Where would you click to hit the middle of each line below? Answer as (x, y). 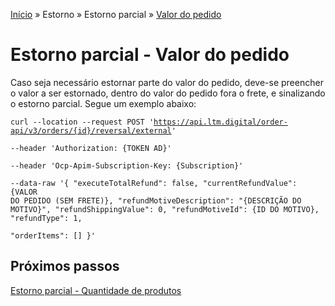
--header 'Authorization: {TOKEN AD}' (91, 148)
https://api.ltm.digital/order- (220, 122)
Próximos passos (65, 266)
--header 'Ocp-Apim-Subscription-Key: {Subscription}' (127, 165)
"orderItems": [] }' (53, 235)
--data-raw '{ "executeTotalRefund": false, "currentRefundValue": (154, 183)
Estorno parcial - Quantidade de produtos (96, 290)
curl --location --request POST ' (82, 122)
